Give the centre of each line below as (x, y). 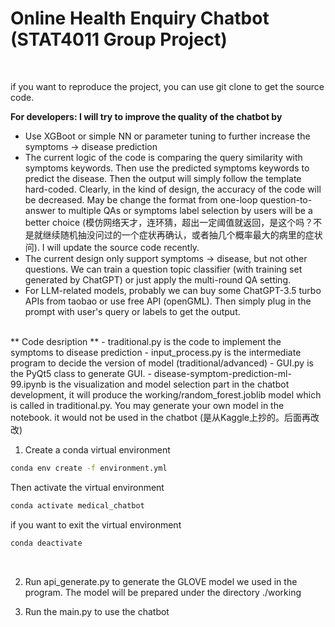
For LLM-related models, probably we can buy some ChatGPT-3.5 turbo (173, 290)
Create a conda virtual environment (97, 449)
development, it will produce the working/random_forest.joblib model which (166, 394)
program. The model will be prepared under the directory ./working (163, 592)
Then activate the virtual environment (87, 487)
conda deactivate (46, 543)
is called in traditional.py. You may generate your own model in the (147, 405)
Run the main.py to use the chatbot (97, 611)
